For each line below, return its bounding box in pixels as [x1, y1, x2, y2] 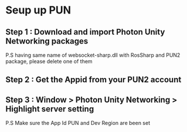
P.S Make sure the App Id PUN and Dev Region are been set [5, 120, 151, 127]
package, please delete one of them [5, 58, 93, 65]
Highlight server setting [5, 104, 94, 114]
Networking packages [5, 36, 89, 46]
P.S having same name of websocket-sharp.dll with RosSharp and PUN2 [5, 52, 181, 59]
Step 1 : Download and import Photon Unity [5, 27, 165, 37]
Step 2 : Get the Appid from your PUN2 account [5, 75, 182, 85]
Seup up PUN [5, 4, 72, 17]
